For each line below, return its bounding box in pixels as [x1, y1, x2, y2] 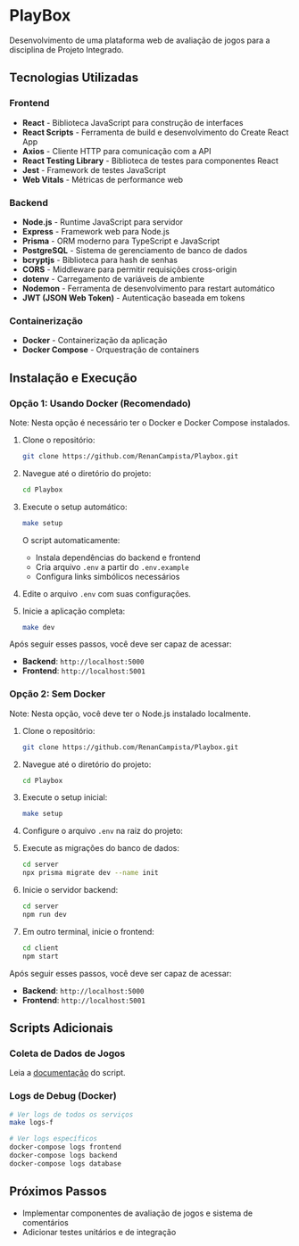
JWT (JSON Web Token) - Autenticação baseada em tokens [21, 292, 245, 303]
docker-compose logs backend [9, 1151, 118, 1160]
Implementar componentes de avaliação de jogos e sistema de [21, 1208, 253, 1218]
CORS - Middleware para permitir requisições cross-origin [21, 264, 237, 275]
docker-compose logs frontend [9, 1143, 122, 1151]
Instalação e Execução [9, 370, 137, 385]
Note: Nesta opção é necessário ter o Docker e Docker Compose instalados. [9, 417, 291, 428]
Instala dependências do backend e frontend [35, 552, 201, 563]
